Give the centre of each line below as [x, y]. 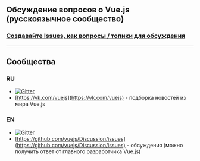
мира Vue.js [30, 104]
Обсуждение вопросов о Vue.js [68, 10]
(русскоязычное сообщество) [65, 19]
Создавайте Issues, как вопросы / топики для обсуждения [96, 36]
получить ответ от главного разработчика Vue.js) [78, 151]
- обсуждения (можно [155, 145]
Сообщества [31, 62]
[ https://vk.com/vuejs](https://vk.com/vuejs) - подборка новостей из [100, 98]
